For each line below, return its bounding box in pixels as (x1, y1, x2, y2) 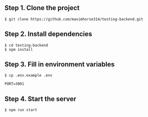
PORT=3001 (4, 82, 25, 86)
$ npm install (4, 47, 33, 52)
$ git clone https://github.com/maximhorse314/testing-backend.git (4, 17, 144, 21)
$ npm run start (4, 108, 37, 113)
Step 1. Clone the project (4, 4, 80, 12)
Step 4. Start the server (4, 95, 76, 103)
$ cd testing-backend (4, 43, 48, 48)
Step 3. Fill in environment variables (4, 60, 115, 68)
